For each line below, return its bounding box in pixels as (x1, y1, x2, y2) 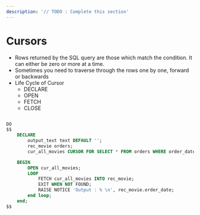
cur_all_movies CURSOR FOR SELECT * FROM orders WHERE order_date (27, 148, 196, 154)
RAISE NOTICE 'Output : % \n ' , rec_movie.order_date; (37, 187, 174, 193)
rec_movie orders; (27, 143, 73, 149)
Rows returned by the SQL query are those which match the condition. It (14, 54, 192, 61)
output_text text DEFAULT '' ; (27, 138, 102, 144)
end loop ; (27, 192, 52, 199)
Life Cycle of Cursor (14, 79, 64, 86)
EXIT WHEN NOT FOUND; (37, 182, 92, 188)
